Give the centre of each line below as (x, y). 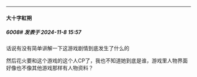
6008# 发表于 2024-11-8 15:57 (44, 32)
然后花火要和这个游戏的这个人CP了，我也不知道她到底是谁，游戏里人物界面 (97, 60)
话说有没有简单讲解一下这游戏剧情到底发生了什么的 (68, 48)
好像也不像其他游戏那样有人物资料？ (50, 68)
